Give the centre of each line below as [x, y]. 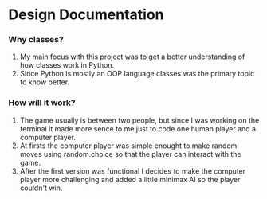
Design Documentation [86, 15]
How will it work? [42, 103]
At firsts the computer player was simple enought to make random [128, 146]
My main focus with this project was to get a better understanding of [132, 57]
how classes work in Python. [67, 65]
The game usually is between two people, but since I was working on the [139, 120]
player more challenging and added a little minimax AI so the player [130, 179]
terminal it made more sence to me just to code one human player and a [138, 128]
